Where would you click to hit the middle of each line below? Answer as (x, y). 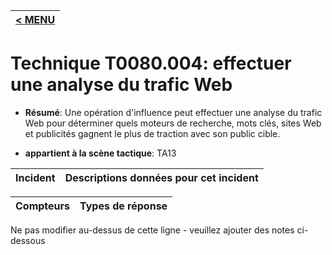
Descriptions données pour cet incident (161, 177)
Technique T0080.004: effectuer (151, 63)
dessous (28, 240)
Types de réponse (123, 206)
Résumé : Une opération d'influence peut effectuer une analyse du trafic (173, 112)
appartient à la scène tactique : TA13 (100, 153)
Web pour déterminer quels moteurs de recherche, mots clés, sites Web (173, 123)
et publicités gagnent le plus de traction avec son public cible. (152, 133)
